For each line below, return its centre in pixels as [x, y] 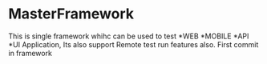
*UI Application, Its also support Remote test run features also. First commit [133, 44]
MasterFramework [71, 14]
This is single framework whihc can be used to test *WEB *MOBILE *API [129, 36]
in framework [30, 53]
